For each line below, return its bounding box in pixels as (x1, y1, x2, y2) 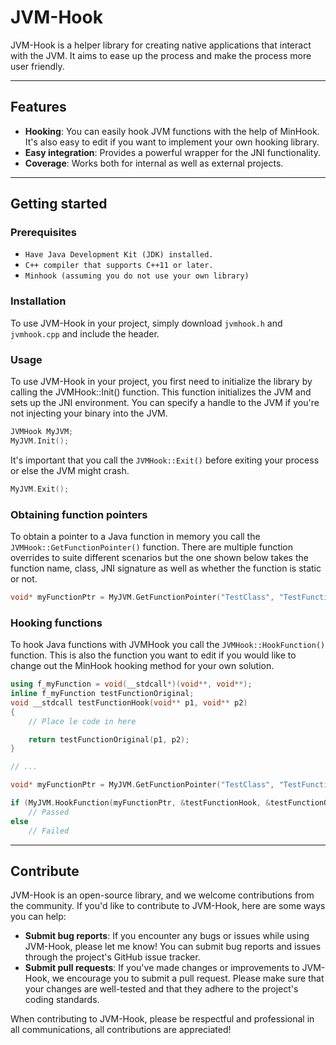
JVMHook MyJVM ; (10, 427, 74, 437)
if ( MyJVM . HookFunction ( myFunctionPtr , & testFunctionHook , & (10, 798, 271, 808)
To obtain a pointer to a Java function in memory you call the (10, 530, 261, 542)
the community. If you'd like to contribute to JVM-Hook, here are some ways (10, 900, 326, 912)
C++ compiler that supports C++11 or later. (24, 261, 214, 271)
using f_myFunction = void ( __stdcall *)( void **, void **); (10, 679, 253, 690)
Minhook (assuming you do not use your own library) (24, 271, 250, 281)
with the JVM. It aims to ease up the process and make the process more (10, 49, 312, 61)
